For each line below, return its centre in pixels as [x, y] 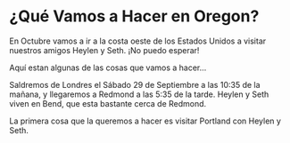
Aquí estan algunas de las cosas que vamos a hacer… [108, 68]
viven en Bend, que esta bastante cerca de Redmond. [108, 103]
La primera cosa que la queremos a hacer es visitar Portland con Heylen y [145, 121]
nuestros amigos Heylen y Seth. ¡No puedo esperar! [104, 50]
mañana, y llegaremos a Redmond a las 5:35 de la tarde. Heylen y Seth [139, 94]
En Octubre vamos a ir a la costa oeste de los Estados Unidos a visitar [138, 41]
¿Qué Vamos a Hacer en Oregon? [134, 16]
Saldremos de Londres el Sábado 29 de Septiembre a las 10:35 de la [135, 84]
